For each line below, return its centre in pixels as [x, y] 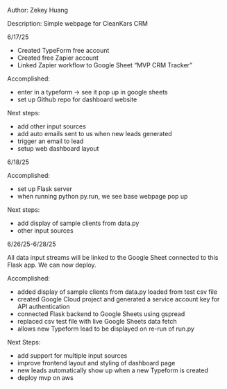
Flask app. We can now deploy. [52, 265]
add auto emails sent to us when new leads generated [94, 134]
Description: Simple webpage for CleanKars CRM [77, 23]
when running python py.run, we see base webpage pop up [102, 196]
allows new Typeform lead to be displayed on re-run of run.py [106, 329]
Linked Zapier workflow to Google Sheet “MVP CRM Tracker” [105, 65]
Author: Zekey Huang [37, 10]
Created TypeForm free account [63, 50]
